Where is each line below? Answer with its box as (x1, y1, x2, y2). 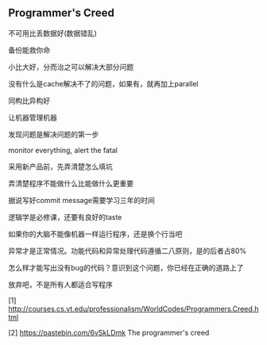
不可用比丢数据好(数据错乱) (8, 28, 98, 38)
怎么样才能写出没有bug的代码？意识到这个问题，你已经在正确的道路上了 (8, 263, 244, 272)
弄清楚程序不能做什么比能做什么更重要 (8, 178, 133, 188)
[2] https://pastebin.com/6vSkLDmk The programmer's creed (8, 328, 210, 337)
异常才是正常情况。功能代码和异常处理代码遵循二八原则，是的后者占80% (8, 246, 247, 255)
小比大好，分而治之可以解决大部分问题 (8, 62, 133, 71)
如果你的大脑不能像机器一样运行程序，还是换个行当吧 (8, 229, 183, 239)
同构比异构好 (8, 95, 50, 105)
